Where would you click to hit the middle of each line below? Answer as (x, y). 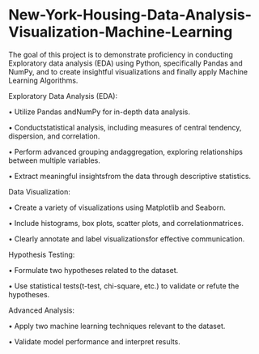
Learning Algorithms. (43, 80)
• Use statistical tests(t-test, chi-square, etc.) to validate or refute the (124, 286)
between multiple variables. (55, 160)
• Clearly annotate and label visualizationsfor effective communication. (127, 239)
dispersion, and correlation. (54, 136)
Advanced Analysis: (42, 310)
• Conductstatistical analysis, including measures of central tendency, (125, 127)
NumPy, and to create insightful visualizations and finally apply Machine (128, 71)
